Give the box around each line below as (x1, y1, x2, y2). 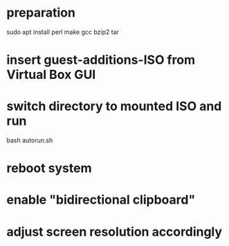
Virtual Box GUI (6, 67, 96, 82)
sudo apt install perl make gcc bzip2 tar (6, 28, 119, 36)
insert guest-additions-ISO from (6, 52, 195, 68)
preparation (6, 5, 75, 21)
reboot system (6, 161, 92, 176)
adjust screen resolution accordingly (6, 224, 223, 240)
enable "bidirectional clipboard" (6, 192, 196, 208)
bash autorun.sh (6, 137, 53, 145)
